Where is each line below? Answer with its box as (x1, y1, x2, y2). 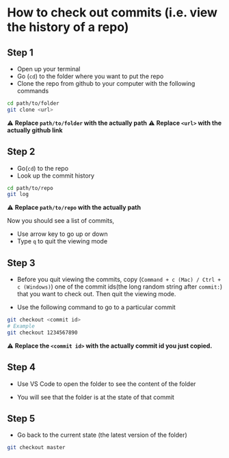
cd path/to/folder (7, 100, 59, 107)
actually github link (7, 125, 63, 134)
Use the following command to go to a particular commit (16, 303, 176, 311)
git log (7, 191, 29, 198)
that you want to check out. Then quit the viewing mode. (16, 290, 176, 298)
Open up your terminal (16, 65, 81, 73)
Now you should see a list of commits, (7, 217, 115, 225)
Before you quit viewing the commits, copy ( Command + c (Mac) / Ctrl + (16, 276, 221, 284)
